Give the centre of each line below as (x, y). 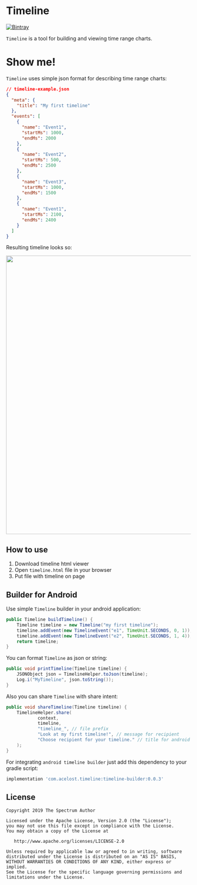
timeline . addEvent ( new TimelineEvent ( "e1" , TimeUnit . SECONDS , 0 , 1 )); (105, 630)
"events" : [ (26, 116)
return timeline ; (38, 641)
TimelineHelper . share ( (44, 713)
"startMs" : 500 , (41, 160)
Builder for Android (42, 594)
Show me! (31, 62)
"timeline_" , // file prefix (73, 729)
